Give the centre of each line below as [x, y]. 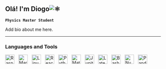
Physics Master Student [30, 20]
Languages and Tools [31, 46]
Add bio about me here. [29, 29]
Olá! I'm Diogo [27, 9]
